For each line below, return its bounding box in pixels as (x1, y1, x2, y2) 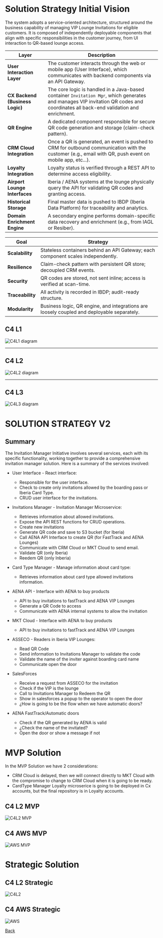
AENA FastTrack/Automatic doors (12, 711, 79, 716)
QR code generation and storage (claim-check (48, 124, 154, 131)
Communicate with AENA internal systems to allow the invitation (19, 608, 147, 614)
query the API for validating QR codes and (48, 184, 144, 191)
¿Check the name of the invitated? (19, 725, 88, 731)
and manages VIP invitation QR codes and (48, 98, 143, 105)
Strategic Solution (5, 859, 79, 870)
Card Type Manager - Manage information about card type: (12, 565, 131, 571)
